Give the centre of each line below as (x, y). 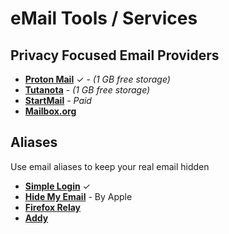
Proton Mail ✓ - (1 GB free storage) (97, 79)
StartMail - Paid (58, 100)
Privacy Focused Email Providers (115, 55)
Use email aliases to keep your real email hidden (110, 166)
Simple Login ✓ (57, 186)
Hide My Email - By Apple (78, 196)
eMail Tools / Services (104, 18)
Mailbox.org (50, 111)
